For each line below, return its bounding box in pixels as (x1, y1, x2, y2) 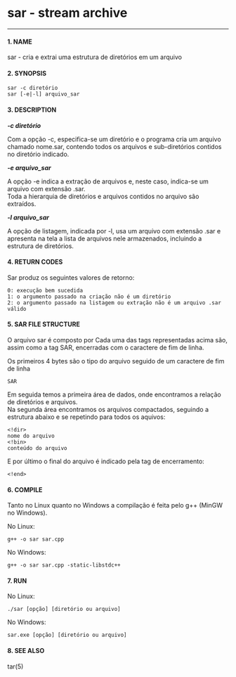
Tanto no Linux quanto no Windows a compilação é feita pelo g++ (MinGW (7, 501, 223, 510)
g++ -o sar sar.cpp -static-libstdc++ (7, 562, 121, 569)
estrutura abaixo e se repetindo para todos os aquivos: (7, 413, 166, 421)
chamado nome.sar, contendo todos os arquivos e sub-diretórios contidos (7, 142, 222, 150)
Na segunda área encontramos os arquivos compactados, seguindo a (7, 405, 209, 413)
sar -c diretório (7, 84, 58, 92)
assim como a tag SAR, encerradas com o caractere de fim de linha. (7, 343, 204, 352)
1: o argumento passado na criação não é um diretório (7, 293, 171, 300)
